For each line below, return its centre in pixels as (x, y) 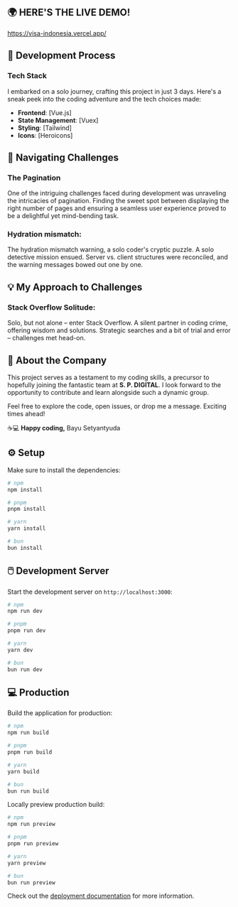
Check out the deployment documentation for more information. (101, 896)
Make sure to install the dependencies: (64, 470)
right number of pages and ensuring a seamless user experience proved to (117, 208)
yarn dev (20, 650)
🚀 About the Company (57, 360)
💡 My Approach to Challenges (75, 287)
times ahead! (26, 413)
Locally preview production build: (56, 805)
